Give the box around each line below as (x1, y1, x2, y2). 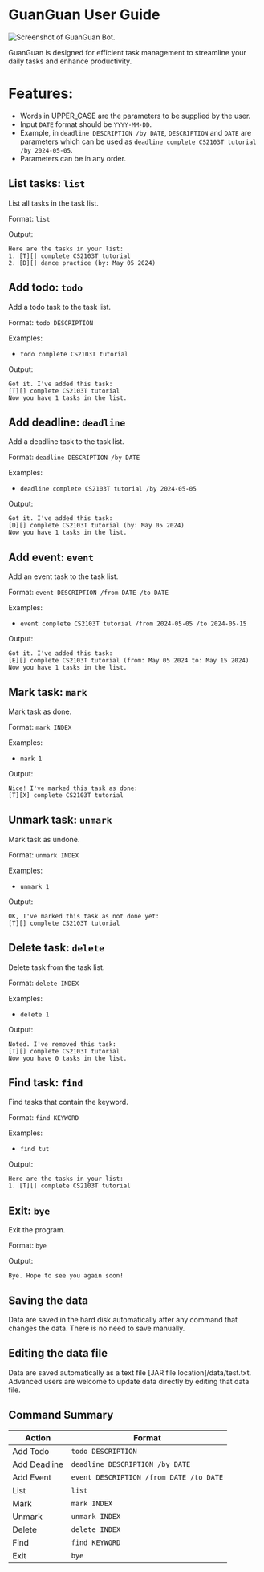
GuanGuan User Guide (8, 6, 160, 24)
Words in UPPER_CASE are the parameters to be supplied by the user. (19, 111, 251, 120)
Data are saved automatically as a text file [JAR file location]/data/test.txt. (8, 1367, 251, 1378)
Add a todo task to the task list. (8, 302, 111, 312)
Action (25, 1431, 51, 1443)
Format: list (8, 214, 51, 223)
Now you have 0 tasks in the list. (8, 1054, 128, 1062)
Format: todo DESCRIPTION (8, 317, 94, 327)
